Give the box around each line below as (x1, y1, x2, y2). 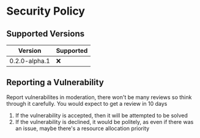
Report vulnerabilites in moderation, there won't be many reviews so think (6, 93, 192, 101)
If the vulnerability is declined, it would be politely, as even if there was (15, 118, 194, 125)
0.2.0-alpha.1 (9, 57, 50, 65)
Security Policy (6, 4, 86, 18)
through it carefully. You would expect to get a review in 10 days (6, 100, 168, 107)
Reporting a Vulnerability (6, 77, 104, 88)
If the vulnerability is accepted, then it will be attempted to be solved (15, 111, 188, 119)
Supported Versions (6, 29, 84, 39)
